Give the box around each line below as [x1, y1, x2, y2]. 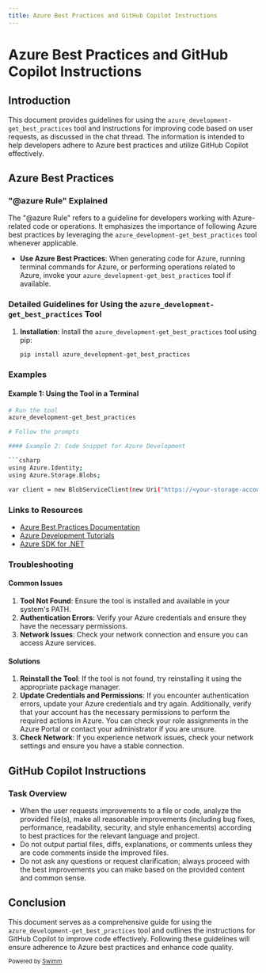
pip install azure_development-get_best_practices [19, 350, 191, 359]
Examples [8, 369, 47, 380]
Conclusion [8, 896, 66, 910]
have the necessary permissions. [19, 621, 128, 631]
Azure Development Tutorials [19, 530, 115, 540]
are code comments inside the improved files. [19, 848, 169, 857]
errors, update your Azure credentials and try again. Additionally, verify [19, 699, 252, 709]
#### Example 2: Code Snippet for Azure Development [8, 443, 186, 450]
